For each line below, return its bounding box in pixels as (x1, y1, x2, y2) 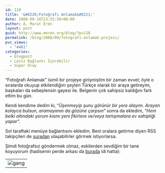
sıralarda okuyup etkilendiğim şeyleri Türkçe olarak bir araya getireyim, (5, 82, 151, 88)
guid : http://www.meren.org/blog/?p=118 (5, 30, 91, 35)
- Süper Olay (9, 63, 37, 68)
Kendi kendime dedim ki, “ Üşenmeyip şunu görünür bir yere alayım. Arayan (5, 102, 160, 108)
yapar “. (5, 118, 20, 124)
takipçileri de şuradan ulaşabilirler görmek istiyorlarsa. (5, 133, 117, 139)
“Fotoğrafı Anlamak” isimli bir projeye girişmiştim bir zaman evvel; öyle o (5, 77, 154, 83)
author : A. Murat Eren (5, 21, 52, 26)
